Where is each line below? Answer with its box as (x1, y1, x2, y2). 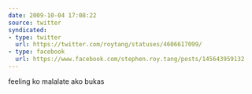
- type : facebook (8, 48, 65, 56)
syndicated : (8, 26, 47, 34)
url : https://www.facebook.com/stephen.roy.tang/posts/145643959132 (15, 56, 245, 63)
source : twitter (8, 19, 61, 27)
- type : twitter (8, 33, 61, 42)
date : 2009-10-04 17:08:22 (8, 11, 97, 20)
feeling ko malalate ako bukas (8, 76, 105, 86)
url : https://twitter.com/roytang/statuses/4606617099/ (15, 41, 202, 49)
